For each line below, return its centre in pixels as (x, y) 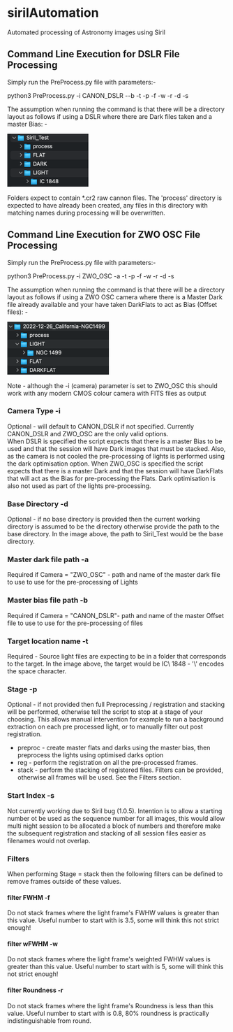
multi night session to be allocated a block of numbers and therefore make (114, 826)
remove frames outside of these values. (64, 881)
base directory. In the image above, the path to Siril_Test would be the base (115, 534)
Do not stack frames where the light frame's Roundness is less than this (111, 1005)
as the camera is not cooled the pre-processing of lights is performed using (116, 456)
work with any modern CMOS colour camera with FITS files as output (107, 393)
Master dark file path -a (48, 559)
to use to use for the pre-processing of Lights (73, 582)
